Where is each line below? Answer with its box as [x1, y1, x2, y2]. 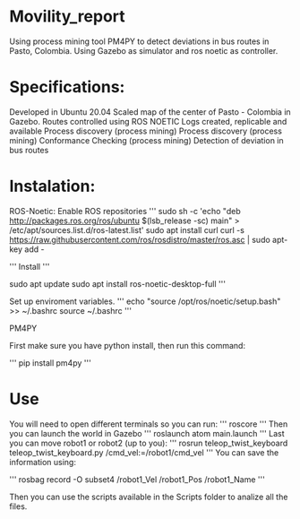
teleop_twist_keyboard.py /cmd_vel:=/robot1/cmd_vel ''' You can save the [9, 446, 279, 458]
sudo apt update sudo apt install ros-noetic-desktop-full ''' [9, 278, 227, 289]
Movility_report [9, 6, 125, 27]
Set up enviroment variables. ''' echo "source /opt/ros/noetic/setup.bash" [9, 296, 281, 307]
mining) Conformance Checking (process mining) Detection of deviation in [9, 134, 284, 145]
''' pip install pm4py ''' [9, 357, 91, 368]
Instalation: [9, 177, 96, 196]
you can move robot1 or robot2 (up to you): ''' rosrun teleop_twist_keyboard [9, 437, 288, 448]
